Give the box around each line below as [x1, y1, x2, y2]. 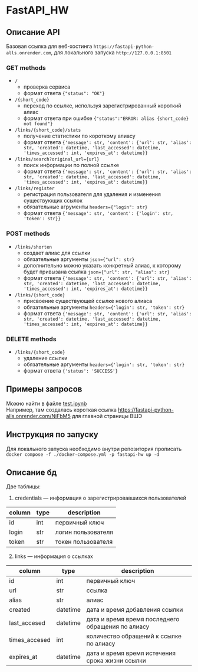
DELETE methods [6, 335, 57, 343]
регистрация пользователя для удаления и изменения [23, 191, 161, 198]
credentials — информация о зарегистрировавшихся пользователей [14, 494, 187, 502]
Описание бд [6, 467, 57, 477]
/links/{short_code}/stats [14, 128, 81, 133]
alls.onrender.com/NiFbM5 [6, 412, 71, 419]
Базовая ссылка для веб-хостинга [6, 43, 93, 50]
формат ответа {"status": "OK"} [23, 90, 105, 97]
